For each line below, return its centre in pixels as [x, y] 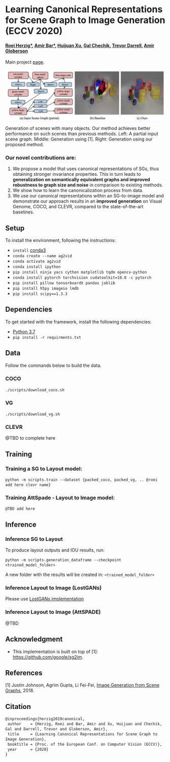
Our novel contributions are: [41, 157]
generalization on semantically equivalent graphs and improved [81, 180]
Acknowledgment [34, 639]
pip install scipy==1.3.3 [40, 294]
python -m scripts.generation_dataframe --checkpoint [63, 560]
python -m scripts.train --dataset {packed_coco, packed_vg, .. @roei [81, 480]
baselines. [23, 212]
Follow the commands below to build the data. [53, 365]
